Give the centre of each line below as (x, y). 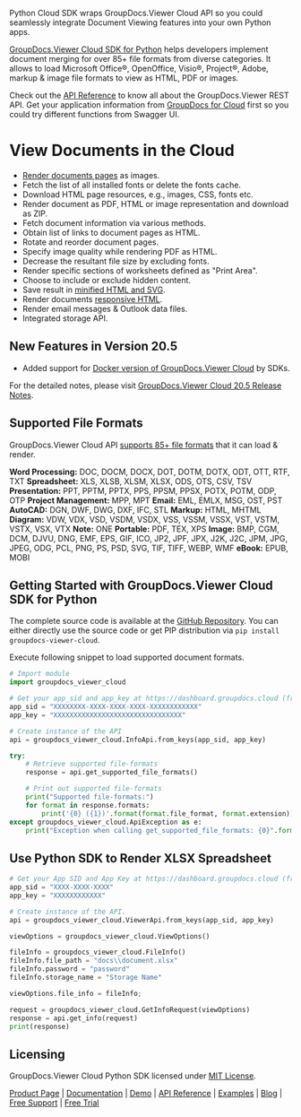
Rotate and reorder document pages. (90, 242)
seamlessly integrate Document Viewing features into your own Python (140, 22)
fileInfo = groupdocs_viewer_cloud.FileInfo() (98, 952)
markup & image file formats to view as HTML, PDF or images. (124, 78)
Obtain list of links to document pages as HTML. (111, 232)
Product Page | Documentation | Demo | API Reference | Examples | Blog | (146, 1094)
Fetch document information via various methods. (114, 222)
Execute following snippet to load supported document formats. (127, 657)
